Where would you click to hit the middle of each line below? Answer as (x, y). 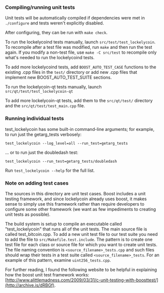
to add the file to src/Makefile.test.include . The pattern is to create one (79, 239)
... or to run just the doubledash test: (42, 152)
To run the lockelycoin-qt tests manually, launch (53, 87)
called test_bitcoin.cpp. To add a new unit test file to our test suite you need (82, 234)
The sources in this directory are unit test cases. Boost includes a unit (75, 193)
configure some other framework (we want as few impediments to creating (81, 209)
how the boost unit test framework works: (47, 274)
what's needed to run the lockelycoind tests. (50, 58)
